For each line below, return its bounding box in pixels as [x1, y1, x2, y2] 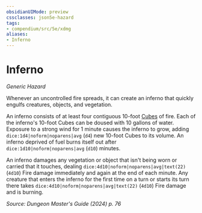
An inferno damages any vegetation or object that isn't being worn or [6, 156, 177, 164]
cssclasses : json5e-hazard [6, 14, 74, 21]
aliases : [6, 31, 28, 37]
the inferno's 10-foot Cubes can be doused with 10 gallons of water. [6, 119, 174, 126]
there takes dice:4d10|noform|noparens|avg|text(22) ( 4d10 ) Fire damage [6, 182, 186, 189]
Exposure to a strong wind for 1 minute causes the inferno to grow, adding [6, 125, 189, 133]
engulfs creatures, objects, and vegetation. [6, 101, 113, 108]
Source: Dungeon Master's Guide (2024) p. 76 [6, 200, 121, 207]
